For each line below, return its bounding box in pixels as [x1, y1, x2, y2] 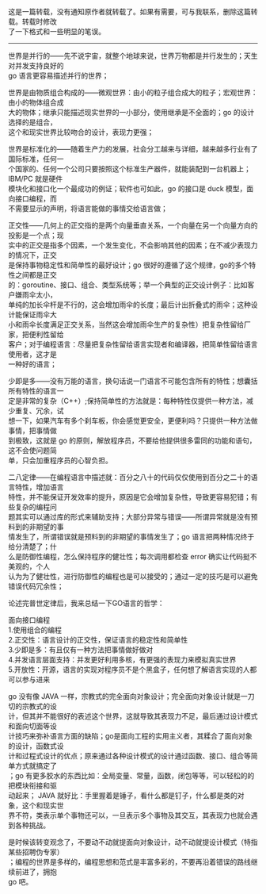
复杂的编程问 [14, 502, 57, 512]
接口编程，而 [14, 194, 57, 203]
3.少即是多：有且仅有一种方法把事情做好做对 [8, 645, 154, 654]
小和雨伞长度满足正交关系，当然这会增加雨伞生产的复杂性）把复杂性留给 [8, 320, 244, 329]
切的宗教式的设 [8, 701, 57, 711]
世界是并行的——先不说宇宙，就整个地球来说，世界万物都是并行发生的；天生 [8, 51, 258, 60]
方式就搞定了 [14, 761, 57, 770]
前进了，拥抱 [14, 867, 57, 877]
